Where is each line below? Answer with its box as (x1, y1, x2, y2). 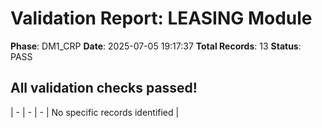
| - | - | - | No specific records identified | (10, 106, 180, 118)
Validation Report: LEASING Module (10, 7, 313, 30)
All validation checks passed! (10, 80, 198, 97)
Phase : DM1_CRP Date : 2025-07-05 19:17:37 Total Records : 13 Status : (10, 40, 302, 52)
